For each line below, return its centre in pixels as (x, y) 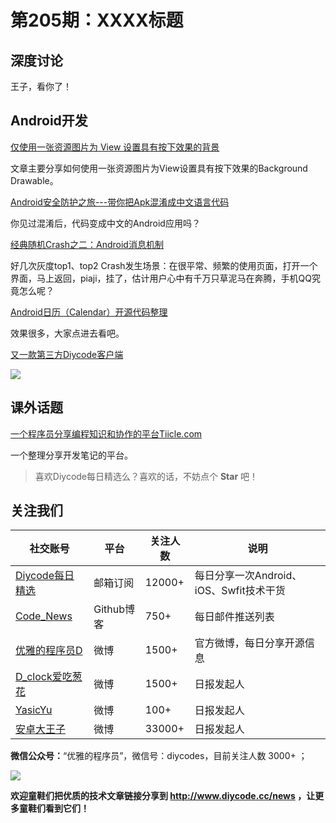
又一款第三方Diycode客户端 (67, 354)
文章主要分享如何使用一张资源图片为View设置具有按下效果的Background (159, 168)
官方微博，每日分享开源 (249, 643)
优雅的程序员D (49, 651)
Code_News (44, 616)
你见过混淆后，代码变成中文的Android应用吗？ (105, 223)
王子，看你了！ (41, 86)
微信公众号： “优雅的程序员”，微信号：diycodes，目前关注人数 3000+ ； (159, 756)
